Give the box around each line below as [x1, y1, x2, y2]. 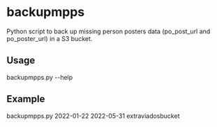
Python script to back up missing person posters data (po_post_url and [6, 27, 211, 35]
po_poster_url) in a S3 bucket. [6, 34, 93, 42]
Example [6, 93, 45, 105]
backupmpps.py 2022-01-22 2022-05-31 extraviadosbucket [6, 112, 180, 120]
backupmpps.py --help [6, 73, 73, 81]
